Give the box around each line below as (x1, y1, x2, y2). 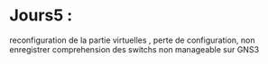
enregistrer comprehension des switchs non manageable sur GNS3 (9, 44, 260, 54)
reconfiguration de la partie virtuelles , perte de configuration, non (9, 35, 255, 45)
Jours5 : (9, 5, 73, 26)
